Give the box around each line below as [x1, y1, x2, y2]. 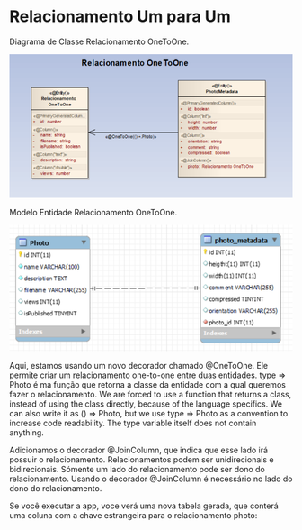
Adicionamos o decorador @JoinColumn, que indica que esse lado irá [9, 444, 268, 456]
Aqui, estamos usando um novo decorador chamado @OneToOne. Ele [9, 361, 269, 371]
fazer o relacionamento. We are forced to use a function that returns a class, [9, 389, 292, 400]
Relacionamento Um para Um [9, 6, 231, 27]
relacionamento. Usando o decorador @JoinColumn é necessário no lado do [9, 473, 294, 484]
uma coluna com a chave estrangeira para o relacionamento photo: [9, 510, 258, 521]
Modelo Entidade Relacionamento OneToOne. [9, 207, 178, 218]
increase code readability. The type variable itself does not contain [9, 417, 257, 429]
